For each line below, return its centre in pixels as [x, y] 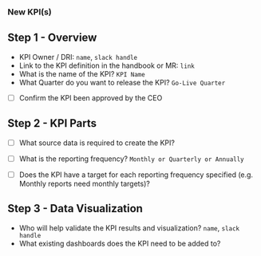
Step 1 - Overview [52, 38]
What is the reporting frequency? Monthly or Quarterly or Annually [131, 159]
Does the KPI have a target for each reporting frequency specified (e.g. [136, 175]
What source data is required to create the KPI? [97, 143]
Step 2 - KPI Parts [52, 123]
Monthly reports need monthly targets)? [85, 183]
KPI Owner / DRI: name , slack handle [78, 57]
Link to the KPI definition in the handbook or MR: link [107, 65]
